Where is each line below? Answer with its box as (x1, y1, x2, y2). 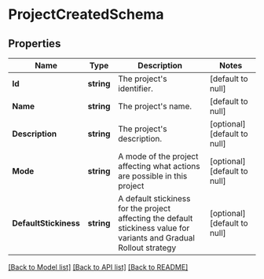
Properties (8, 37, 61, 50)
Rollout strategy (117, 242, 177, 253)
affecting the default (117, 213, 193, 223)
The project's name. (117, 101, 192, 112)
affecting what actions (117, 161, 200, 171)
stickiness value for (117, 222, 190, 233)
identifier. (117, 83, 153, 94)
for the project (117, 203, 171, 214)
